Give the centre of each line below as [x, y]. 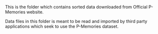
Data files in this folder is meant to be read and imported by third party [76, 21]
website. [35, 12]
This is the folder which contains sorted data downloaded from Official [76, 7]
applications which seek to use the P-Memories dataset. [62, 26]
